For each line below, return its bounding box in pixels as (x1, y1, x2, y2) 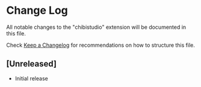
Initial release (14, 74, 48, 82)
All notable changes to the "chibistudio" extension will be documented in (6, 23, 187, 31)
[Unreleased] (6, 59, 57, 69)
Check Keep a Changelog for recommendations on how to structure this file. (6, 41, 196, 49)
